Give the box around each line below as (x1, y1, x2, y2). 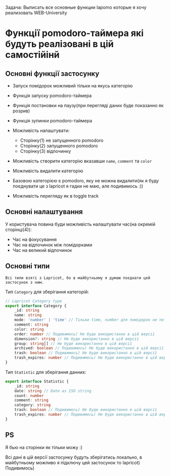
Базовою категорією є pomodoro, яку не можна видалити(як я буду (12, 178, 159, 183)
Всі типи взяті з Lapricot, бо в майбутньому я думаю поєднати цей (5, 275, 151, 280)
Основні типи (5, 262, 50, 271)
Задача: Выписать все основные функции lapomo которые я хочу (5, 5, 147, 10)
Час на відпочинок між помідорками (12, 241, 93, 248)
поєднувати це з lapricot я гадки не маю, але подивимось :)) (12, 183, 143, 189)
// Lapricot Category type (5, 298, 62, 304)
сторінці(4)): (5, 226, 32, 233)
